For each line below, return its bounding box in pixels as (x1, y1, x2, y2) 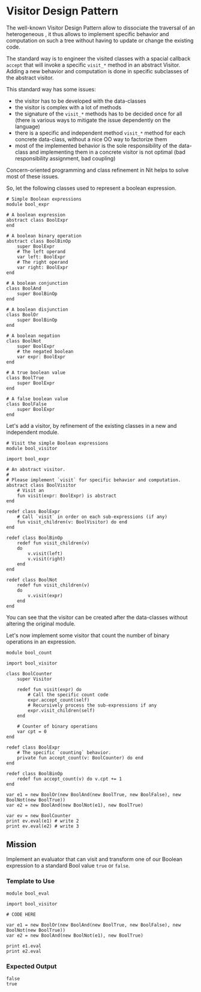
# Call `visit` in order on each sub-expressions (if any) (17, 514, 168, 520)
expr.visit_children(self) (28, 707, 95, 713)
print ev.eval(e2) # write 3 (6, 823, 79, 829)
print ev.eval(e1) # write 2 (6, 818, 79, 824)
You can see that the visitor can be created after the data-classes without (6, 613, 188, 621)
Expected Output (6, 962, 57, 970)
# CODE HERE (6, 911, 36, 917)
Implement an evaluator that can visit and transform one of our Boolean (6, 855, 183, 863)
